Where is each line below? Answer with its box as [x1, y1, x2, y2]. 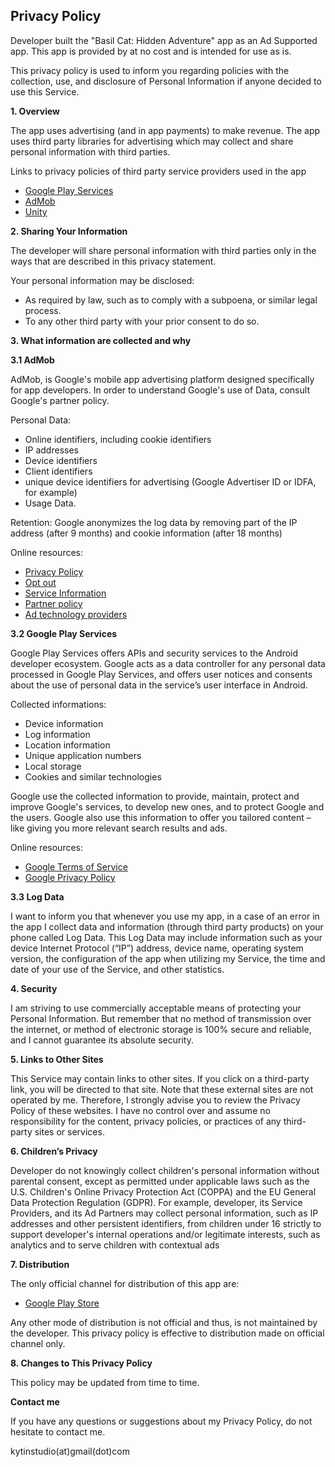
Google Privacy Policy [24, 871, 116, 883]
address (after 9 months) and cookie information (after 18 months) [10, 527, 283, 539]
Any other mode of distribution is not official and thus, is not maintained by [10, 1316, 318, 1328]
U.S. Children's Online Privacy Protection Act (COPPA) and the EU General [10, 1185, 317, 1198]
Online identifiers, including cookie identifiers [24, 433, 212, 445]
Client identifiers [24, 465, 93, 477]
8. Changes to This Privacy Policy [10, 1357, 153, 1369]
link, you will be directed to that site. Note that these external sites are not [10, 1083, 314, 1095]
